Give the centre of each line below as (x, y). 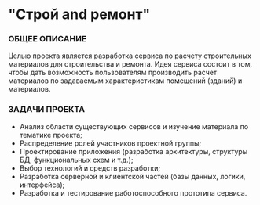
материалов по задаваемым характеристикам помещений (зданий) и (125, 81)
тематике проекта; (51, 135)
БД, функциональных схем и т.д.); (76, 160)
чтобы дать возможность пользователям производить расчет (113, 73)
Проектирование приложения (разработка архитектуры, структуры (134, 151)
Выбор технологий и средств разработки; (90, 168)
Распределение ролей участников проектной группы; (110, 143)
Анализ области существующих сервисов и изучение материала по (134, 126)
